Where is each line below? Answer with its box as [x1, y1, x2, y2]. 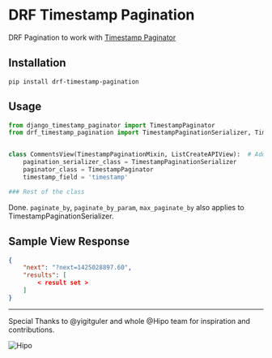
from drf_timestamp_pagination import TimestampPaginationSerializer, [8, 128, 252, 137]
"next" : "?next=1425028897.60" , [23, 264, 132, 272]
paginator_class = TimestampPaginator [23, 166, 154, 174]
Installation [8, 56, 66, 70]
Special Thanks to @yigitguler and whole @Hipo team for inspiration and [8, 316, 251, 326]
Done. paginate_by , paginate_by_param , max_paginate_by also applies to [8, 202, 244, 212]
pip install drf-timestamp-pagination [8, 77, 139, 86]
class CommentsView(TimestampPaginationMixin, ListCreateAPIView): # [8, 150, 252, 159]
